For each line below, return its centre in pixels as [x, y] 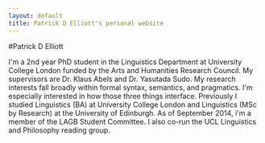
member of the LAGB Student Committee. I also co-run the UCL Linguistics [132, 121]
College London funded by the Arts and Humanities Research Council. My [131, 70]
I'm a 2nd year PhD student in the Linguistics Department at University [125, 62]
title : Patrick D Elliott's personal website [86, 23]
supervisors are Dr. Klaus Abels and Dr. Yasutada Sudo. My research [122, 79]
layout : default [35, 16]
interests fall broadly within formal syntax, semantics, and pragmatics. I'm [130, 87]
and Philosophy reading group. [60, 130]
